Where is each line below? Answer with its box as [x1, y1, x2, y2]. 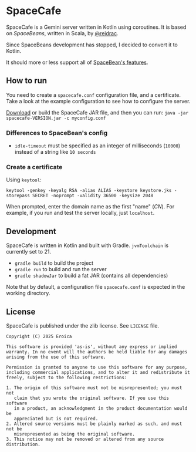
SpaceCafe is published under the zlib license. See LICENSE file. [6, 322, 160, 329]
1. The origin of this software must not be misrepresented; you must [6, 384, 183, 391]
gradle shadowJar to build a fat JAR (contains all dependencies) [14, 272, 168, 279]
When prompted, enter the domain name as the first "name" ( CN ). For [6, 203, 175, 210]
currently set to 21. [6, 248, 52, 255]
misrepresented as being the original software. [13, 431, 135, 437]
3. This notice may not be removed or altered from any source [6, 436, 164, 442]
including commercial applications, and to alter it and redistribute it [6, 369, 191, 375]
